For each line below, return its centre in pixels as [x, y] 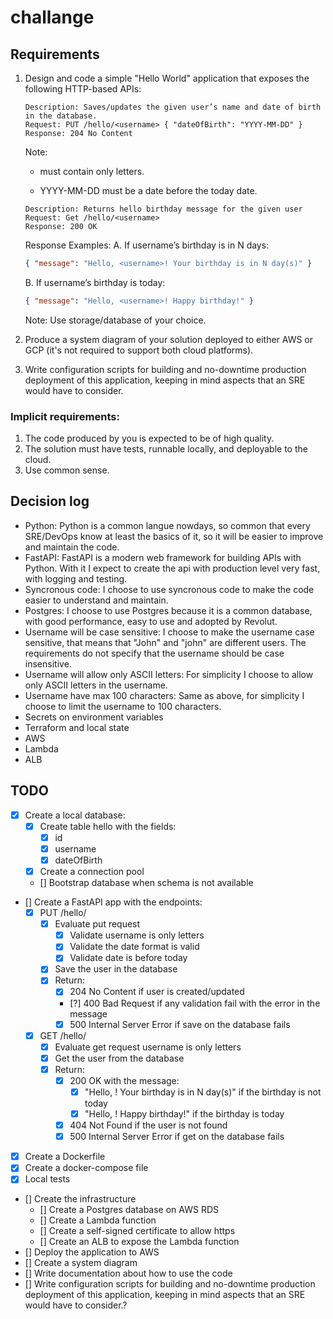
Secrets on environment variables [94, 717]
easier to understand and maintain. [96, 600]
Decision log [50, 501]
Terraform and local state [77, 727]
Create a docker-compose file [86, 1168]
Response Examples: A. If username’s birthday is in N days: [147, 245]
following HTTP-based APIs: [83, 89]
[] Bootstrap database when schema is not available [146, 883]
